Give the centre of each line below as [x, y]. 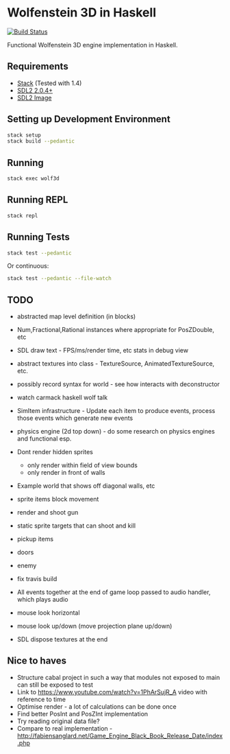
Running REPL [38, 200]
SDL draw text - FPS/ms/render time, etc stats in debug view [103, 351]
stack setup [24, 135]
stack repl [23, 215]
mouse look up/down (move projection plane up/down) [94, 626]
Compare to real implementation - [65, 728]
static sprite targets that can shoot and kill [76, 526]
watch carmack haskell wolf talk [62, 398]
